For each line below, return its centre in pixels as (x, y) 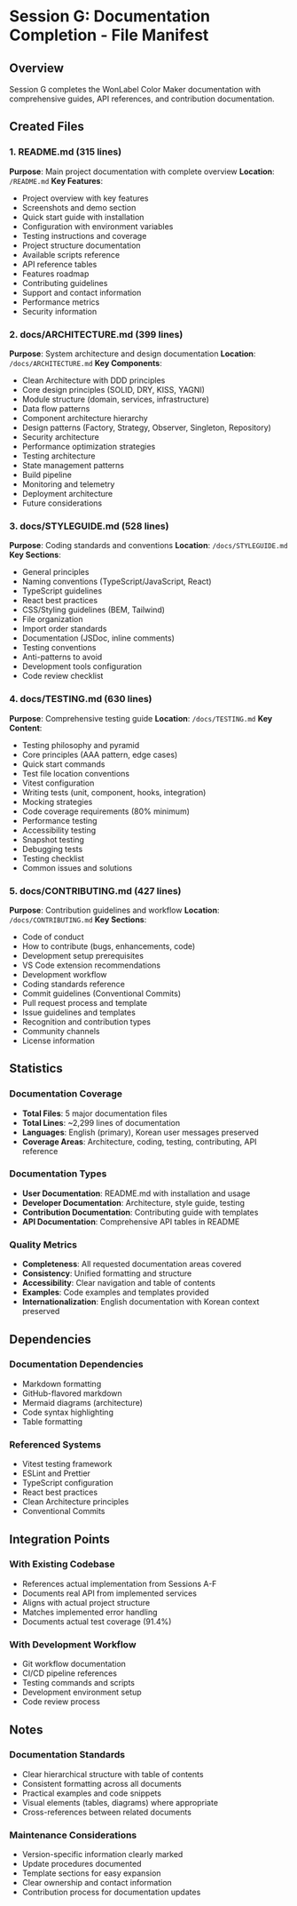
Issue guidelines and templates (78, 1012)
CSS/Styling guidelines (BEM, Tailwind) (94, 610)
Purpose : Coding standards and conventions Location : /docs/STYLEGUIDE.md (148, 546)
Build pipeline (47, 475)
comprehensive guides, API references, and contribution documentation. (142, 99)
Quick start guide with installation (83, 217)
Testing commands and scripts (78, 1683)
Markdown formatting (62, 1384)
